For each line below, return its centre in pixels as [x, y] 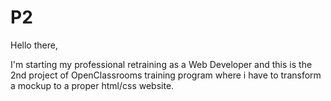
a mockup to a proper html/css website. [92, 85]
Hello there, [34, 45]
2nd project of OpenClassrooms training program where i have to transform [166, 75]
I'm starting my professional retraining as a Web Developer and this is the [161, 64]
